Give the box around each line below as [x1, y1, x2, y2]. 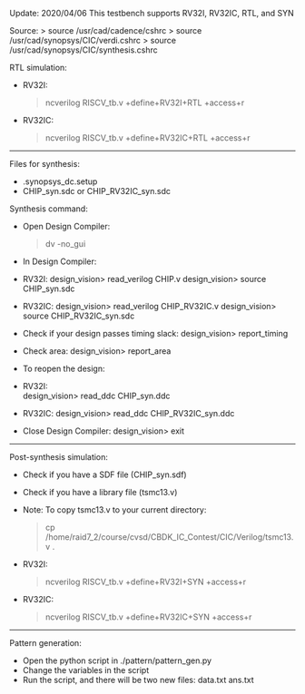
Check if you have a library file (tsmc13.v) [22, 487, 178, 497]
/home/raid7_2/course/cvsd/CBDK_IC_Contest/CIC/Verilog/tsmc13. [44, 532, 294, 542]
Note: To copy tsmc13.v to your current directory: [22, 504, 207, 515]
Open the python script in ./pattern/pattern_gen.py [22, 655, 212, 666]
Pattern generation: [9, 638, 82, 648]
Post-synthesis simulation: [9, 452, 109, 462]
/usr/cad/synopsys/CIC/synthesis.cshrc [9, 44, 159, 55]
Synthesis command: [9, 203, 88, 214]
